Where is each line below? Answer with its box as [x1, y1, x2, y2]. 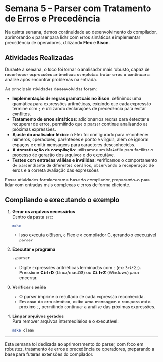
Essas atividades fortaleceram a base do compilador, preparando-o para [5, 177, 150, 182]
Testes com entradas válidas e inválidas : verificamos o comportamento [12, 157, 157, 163]
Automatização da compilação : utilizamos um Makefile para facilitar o [12, 147, 154, 152]
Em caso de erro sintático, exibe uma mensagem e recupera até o [19, 299, 151, 305]
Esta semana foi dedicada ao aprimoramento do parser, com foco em [5, 341, 144, 347]
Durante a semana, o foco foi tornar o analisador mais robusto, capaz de [5, 66, 150, 72]
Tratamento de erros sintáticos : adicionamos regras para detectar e [12, 116, 149, 121]
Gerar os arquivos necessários [12, 209, 76, 214]
